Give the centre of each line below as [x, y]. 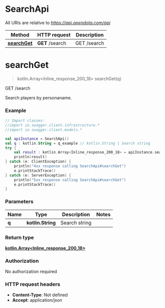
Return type [20, 237]
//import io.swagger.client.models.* [44, 130]
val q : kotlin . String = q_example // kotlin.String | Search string [78, 143]
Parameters [19, 202]
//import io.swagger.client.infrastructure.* [52, 125]
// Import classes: [25, 121]
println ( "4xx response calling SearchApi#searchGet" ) [70, 166]
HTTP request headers [33, 284]
